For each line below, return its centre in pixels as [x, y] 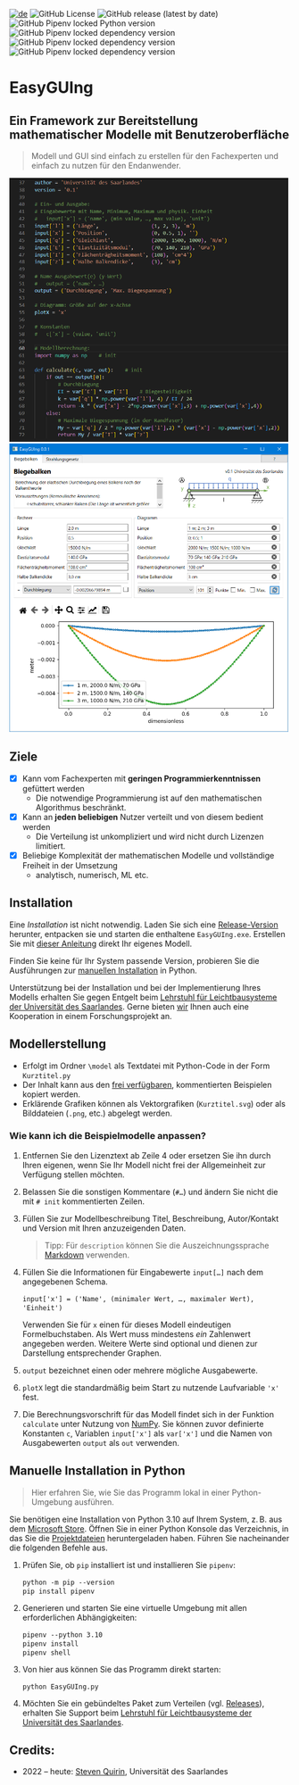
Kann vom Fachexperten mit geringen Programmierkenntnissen [141, 778]
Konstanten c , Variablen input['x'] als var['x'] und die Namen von [147, 1433]
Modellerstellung [58, 1044]
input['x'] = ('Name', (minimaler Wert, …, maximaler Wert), [138, 1299]
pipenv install [50, 1644]
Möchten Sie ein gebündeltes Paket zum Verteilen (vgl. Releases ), [143, 1703]
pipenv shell [46, 1652]
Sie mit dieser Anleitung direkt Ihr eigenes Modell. [101, 943]
